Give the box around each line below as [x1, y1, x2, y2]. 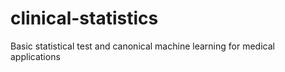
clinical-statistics [10, 7, 159, 30]
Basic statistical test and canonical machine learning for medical [10, 40, 275, 52]
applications [10, 50, 61, 62]
